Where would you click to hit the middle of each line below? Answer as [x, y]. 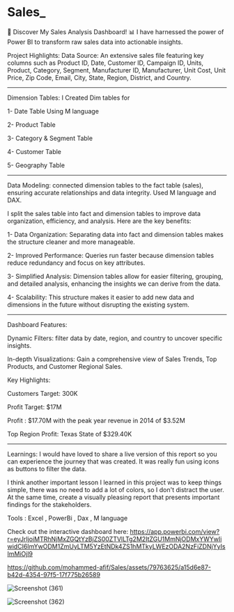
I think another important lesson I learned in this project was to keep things [114, 482]
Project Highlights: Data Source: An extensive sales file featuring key [106, 55]
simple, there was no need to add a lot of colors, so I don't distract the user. [116, 489]
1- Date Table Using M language [53, 111]
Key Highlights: [29, 380]
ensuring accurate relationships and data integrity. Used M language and [112, 192]
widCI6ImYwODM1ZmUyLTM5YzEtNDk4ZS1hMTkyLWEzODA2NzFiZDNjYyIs [116, 546]
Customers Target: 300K [42, 393]
